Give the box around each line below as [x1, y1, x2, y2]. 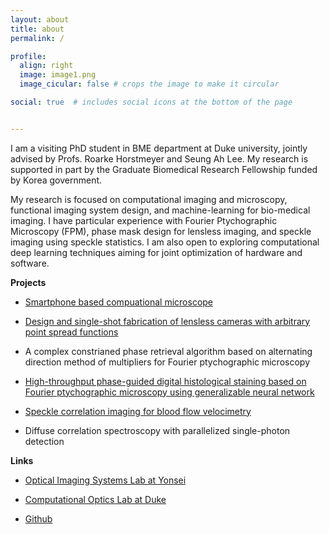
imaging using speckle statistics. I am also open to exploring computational [10, 236, 320, 248]
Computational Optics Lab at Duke [24, 493, 167, 505]
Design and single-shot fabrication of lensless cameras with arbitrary [24, 315, 311, 327]
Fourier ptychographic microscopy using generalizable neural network [24, 386, 315, 398]
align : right [19, 61, 74, 71]
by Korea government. [10, 174, 103, 186]
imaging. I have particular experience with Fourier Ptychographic [10, 214, 278, 226]
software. [10, 257, 50, 269]
